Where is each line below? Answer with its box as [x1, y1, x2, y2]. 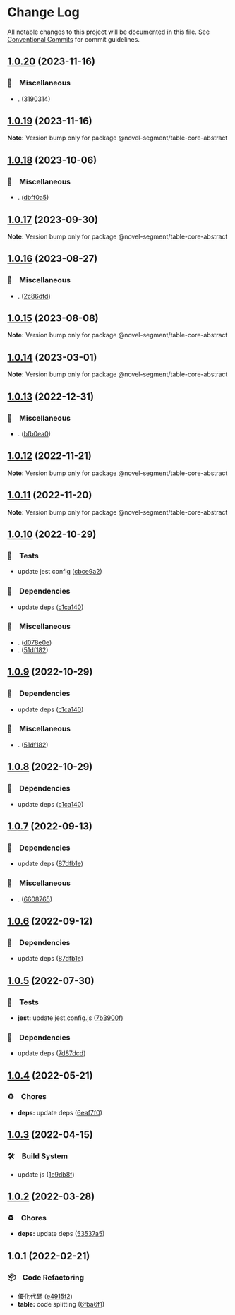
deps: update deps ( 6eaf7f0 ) [17, 1108, 102, 1117]
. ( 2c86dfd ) [17, 292, 51, 300]
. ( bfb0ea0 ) [17, 429, 52, 438]
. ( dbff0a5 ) [17, 193, 49, 202]
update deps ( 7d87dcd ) [17, 1049, 86, 1057]
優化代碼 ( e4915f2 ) [17, 1292, 73, 1300]
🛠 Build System [7, 1151, 68, 1161]
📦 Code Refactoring [7, 1272, 85, 1282]
